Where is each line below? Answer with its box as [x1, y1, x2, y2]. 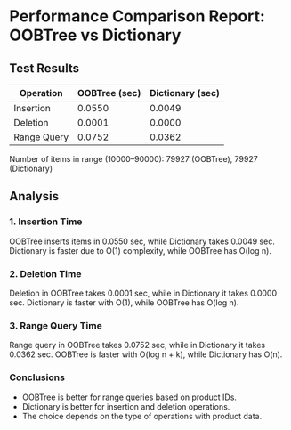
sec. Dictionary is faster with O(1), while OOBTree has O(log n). [9, 296, 239, 308]
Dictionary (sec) [150, 87, 221, 99]
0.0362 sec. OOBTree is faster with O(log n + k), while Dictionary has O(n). [9, 349, 283, 360]
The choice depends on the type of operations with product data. [21, 410, 263, 421]
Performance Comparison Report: [9, 6, 265, 27]
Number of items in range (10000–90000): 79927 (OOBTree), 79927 [9, 154, 258, 164]
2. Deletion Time [9, 267, 82, 280]
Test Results [9, 61, 80, 76]
